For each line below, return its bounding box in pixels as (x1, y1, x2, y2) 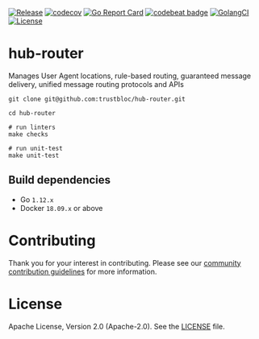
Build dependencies (8, 173, 111, 187)
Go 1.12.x (19, 194, 54, 205)
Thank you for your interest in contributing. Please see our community (8, 258, 241, 267)
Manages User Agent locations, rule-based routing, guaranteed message (8, 71, 252, 81)
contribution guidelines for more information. (8, 267, 157, 276)
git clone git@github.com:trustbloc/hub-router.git (8, 95, 186, 103)
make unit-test (8, 151, 60, 159)
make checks (8, 130, 48, 138)
